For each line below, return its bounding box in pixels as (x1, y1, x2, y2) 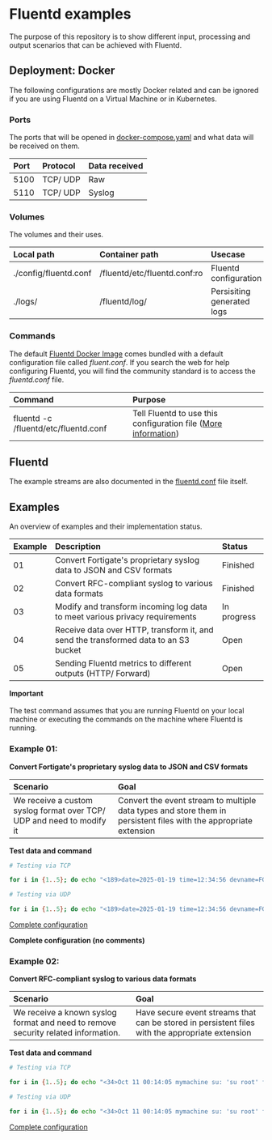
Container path (98, 249, 159, 260)
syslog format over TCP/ (13, 805, 106, 816)
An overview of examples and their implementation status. (9, 521, 203, 531)
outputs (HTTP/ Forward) (54, 668, 151, 679)
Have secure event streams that (135, 1007, 257, 1019)
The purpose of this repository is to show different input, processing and (9, 32, 251, 41)
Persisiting (210, 286, 251, 297)
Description (54, 541, 102, 552)
